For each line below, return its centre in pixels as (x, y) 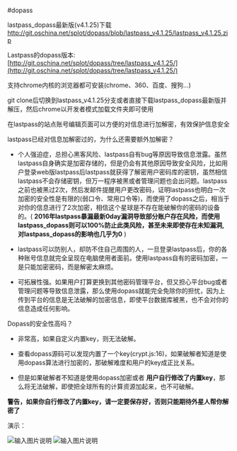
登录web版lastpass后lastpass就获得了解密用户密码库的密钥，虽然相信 (126, 172)
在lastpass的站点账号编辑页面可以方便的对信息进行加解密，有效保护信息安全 (118, 124)
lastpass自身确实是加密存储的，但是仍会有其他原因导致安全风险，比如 (120, 163)
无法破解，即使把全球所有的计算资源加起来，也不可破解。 (114, 386)
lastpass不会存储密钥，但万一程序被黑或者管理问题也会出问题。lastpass (122, 181)
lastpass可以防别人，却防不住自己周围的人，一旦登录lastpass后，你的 (119, 249)
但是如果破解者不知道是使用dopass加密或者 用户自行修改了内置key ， (118, 378)
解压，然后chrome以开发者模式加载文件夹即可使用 (81, 109)
